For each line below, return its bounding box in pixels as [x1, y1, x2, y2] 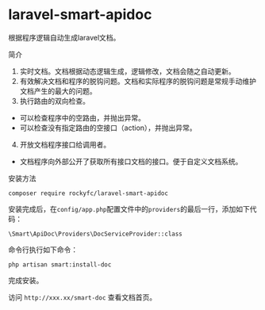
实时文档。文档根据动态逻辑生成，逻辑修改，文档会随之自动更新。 [19, 66, 236, 76]
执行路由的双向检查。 [19, 96, 90, 105]
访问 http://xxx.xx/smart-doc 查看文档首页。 [8, 292, 157, 302]
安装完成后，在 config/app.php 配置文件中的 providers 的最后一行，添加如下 [8, 204, 250, 213]
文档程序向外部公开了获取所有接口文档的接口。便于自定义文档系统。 [19, 156, 243, 166]
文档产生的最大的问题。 [19, 86, 97, 96]
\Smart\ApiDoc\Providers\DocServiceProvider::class [8, 230, 182, 238]
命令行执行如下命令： [8, 244, 78, 255]
